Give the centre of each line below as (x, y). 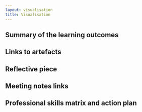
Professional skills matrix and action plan (71, 103)
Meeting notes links (37, 86)
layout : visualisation (29, 10)
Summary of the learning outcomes (62, 35)
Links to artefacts (33, 52)
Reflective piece (31, 69)
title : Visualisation (28, 15)
